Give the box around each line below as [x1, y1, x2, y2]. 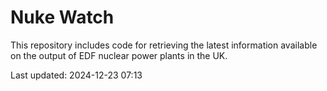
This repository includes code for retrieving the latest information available [10, 39, 318, 51]
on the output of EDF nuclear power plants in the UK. [10, 49, 228, 61]
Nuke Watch [10, 6, 115, 29]
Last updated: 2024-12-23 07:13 [10, 69, 143, 81]
